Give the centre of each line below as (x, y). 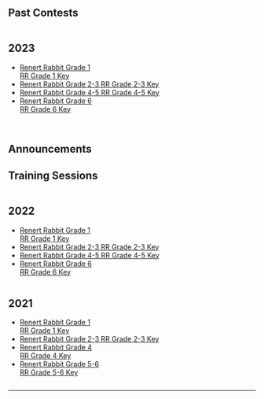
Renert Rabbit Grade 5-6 (59, 364)
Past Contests (43, 13)
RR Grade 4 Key (45, 356)
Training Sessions (53, 176)
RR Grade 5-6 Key (49, 372)
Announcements (50, 149)
